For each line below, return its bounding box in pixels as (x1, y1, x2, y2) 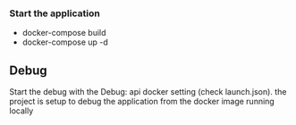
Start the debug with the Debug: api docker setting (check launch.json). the (9, 87, 287, 97)
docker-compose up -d (21, 37, 109, 47)
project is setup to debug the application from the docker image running (9, 96, 275, 107)
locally (9, 105, 34, 116)
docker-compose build (21, 28, 106, 38)
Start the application (9, 7, 100, 20)
